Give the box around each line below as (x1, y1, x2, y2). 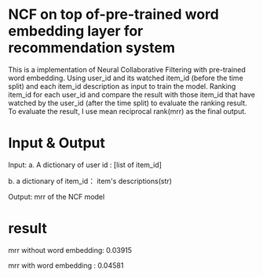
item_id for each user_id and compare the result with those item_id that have (8, 90, 255, 99)
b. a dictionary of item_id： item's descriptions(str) (8, 176, 173, 185)
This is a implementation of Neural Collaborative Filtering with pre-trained (8, 64, 246, 74)
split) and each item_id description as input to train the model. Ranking (8, 81, 236, 91)
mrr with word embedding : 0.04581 (8, 261, 124, 270)
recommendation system (8, 39, 175, 57)
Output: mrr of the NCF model (8, 192, 105, 201)
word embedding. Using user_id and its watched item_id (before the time (8, 73, 243, 82)
